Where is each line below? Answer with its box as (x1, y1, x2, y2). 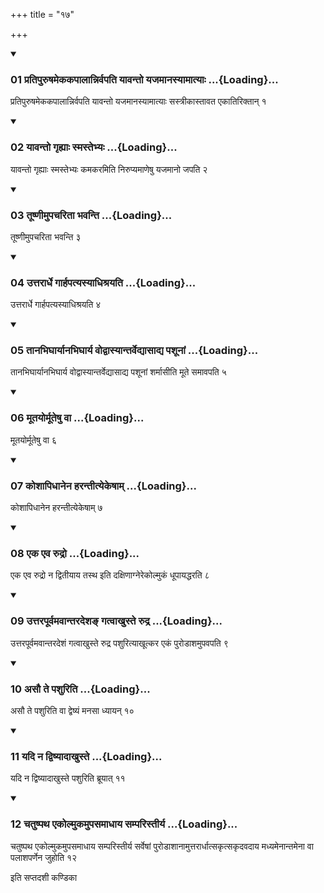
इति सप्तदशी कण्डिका (10, 871, 78, 883)
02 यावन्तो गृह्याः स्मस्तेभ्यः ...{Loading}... (10, 140, 178, 154)
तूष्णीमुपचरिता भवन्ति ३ (10, 230, 82, 243)
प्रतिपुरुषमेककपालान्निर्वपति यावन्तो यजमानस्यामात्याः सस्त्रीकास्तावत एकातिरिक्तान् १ (10, 95, 267, 108)
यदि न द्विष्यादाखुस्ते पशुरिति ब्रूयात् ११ (10, 772, 126, 784)
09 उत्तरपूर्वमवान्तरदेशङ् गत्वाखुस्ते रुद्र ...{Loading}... (10, 614, 223, 628)
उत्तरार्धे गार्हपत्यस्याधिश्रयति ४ (10, 299, 102, 311)
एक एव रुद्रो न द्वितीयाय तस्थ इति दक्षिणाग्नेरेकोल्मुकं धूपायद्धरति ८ (10, 569, 210, 581)
